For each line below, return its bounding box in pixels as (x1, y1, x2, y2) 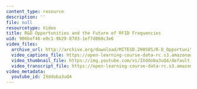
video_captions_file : (11, 52, 64, 58)
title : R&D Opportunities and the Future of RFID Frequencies (6, 30, 161, 36)
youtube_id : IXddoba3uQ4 (11, 74, 72, 80)
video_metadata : (6, 69, 46, 74)
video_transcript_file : (11, 63, 69, 69)
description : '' (6, 14, 46, 20)
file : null (6, 19, 33, 25)
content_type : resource (6, 8, 64, 15)
